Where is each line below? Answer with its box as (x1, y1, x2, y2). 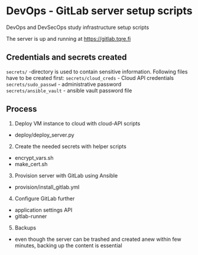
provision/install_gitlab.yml (14, 183, 80, 191)
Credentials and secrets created (6, 52, 127, 63)
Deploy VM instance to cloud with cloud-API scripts (14, 120, 141, 127)
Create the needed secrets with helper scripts (14, 143, 127, 150)
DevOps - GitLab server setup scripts (6, 4, 193, 18)
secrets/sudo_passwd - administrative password (6, 80, 122, 88)
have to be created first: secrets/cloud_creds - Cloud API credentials (6, 74, 174, 81)
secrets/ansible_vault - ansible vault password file (6, 87, 132, 94)
